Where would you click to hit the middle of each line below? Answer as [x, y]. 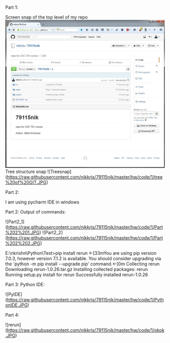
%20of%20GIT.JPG [26, 183]
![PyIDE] [14, 294]
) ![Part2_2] [51, 232]
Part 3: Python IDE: [25, 285]
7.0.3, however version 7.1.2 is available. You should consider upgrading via [83, 259]
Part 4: [12, 315]
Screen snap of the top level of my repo [47, 17]
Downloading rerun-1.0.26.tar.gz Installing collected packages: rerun [77, 269]
